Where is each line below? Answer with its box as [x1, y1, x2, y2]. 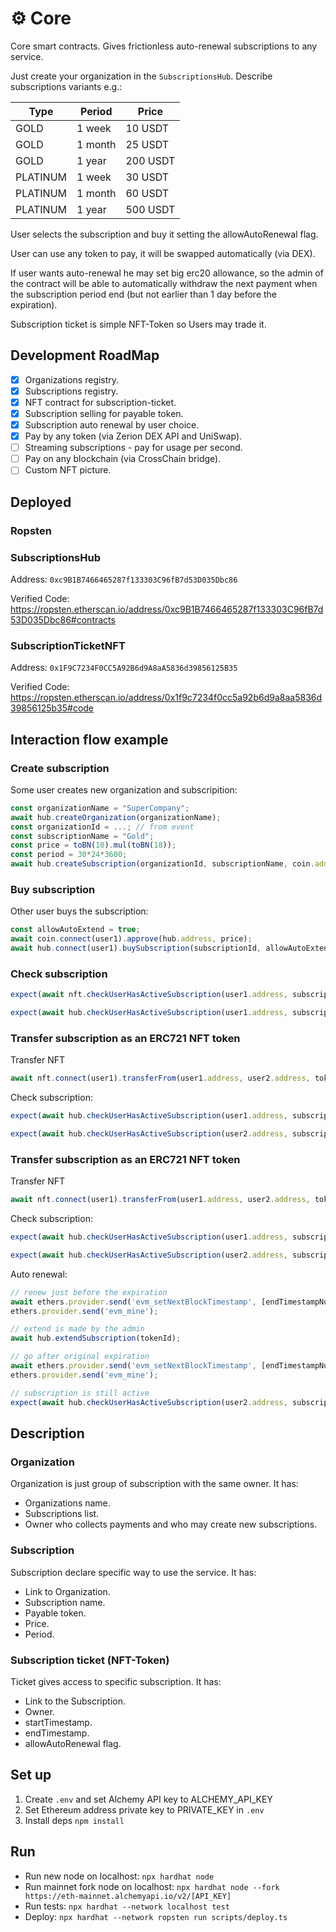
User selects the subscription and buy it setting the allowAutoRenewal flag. [10, 228, 319, 240]
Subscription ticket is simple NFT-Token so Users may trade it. [10, 318, 267, 330]
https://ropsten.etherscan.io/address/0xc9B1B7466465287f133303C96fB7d [10, 603, 324, 615]
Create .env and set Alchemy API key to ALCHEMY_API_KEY [24, 1793, 273, 1805]
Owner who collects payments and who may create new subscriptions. [24, 1518, 318, 1531]
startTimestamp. [24, 1716, 93, 1728]
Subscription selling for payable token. [24, 407, 184, 419]
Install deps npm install [24, 1814, 125, 1826]
